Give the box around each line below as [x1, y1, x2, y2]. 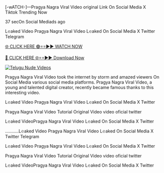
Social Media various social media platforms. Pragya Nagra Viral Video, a [5, 79, 152, 85]
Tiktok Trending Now [5, 9, 47, 15]
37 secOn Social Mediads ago [5, 19, 66, 24]
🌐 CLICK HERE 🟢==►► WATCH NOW [5, 43, 83, 49]
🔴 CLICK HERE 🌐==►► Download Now [5, 55, 85, 61]
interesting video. [5, 90, 41, 95]
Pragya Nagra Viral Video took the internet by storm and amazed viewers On [5, 74, 160, 80]
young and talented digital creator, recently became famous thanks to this [5, 85, 154, 90]
